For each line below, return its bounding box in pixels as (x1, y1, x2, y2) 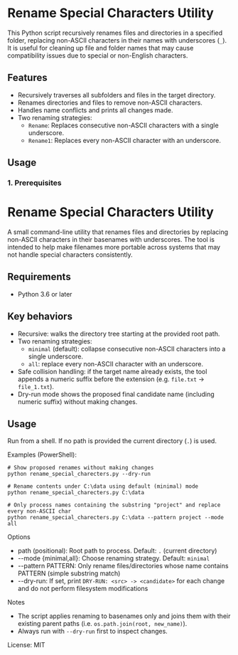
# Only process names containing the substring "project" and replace (7, 501, 221, 509)
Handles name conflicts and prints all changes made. (17, 105, 173, 115)
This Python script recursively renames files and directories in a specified (7, 28, 223, 37)
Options (7, 533, 31, 541)
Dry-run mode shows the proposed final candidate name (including (17, 390, 215, 398)
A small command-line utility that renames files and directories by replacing (7, 228, 229, 236)
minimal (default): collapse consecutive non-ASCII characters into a (28, 344, 226, 353)
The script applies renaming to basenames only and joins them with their (17, 612, 231, 620)
